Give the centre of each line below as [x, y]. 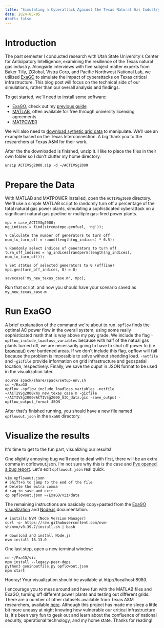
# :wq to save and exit [29, 491]
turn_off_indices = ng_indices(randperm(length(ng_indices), [69, 253]
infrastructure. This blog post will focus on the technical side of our [72, 82]
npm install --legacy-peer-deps [38, 562]
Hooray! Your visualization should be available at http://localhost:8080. [76, 580]
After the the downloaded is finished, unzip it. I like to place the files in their [81, 151]
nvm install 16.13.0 [26, 540]
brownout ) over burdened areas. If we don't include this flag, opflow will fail [81, 351]
